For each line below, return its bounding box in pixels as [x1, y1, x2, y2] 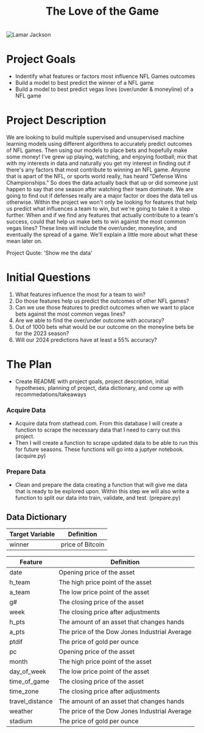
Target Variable [9, 530, 55, 538]
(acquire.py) [15, 452, 46, 459]
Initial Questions [6, 270, 91, 284]
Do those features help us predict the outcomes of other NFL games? [15, 297, 189, 305]
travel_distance [9, 697, 53, 706]
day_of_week [9, 667, 47, 676]
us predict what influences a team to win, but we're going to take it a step [6, 204, 191, 212]
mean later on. [6, 237, 43, 245]
